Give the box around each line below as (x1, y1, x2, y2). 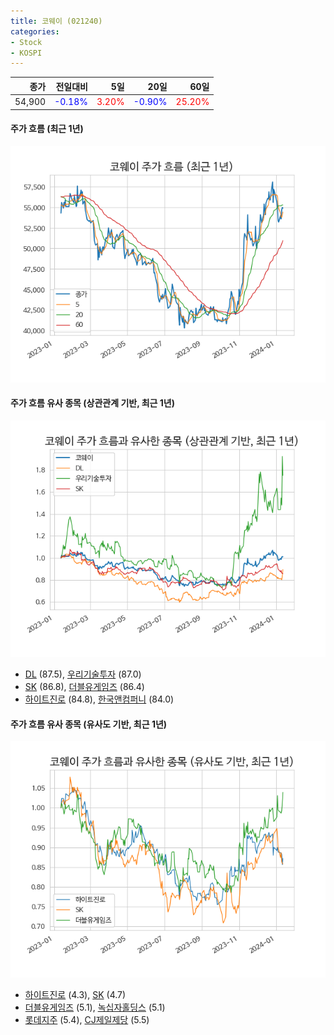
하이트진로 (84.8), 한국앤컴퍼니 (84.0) (24, 693, 175, 705)
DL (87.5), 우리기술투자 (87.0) (24, 668, 142, 680)
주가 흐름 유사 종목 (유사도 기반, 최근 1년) (10, 718, 168, 730)
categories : (10, 26, 60, 37)
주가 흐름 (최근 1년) (10, 123, 84, 135)
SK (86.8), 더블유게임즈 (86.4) (24, 680, 145, 692)
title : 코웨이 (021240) (10, 16, 103, 26)
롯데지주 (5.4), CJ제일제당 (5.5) (24, 1014, 150, 1026)
